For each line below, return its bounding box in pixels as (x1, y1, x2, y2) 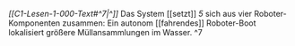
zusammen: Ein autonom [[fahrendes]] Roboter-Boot (61, 18, 256, 28)
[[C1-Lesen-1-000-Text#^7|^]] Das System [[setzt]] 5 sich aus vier (8, 9, 253, 19)
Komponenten (8, 18, 61, 28)
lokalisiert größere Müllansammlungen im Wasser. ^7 (8, 27, 203, 37)
